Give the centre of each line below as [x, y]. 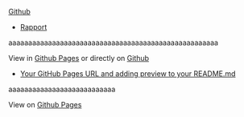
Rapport [33, 27]
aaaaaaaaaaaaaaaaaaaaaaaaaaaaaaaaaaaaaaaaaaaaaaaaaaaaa [114, 42]
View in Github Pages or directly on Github [79, 58]
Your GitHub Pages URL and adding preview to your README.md [128, 74]
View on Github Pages [45, 105]
